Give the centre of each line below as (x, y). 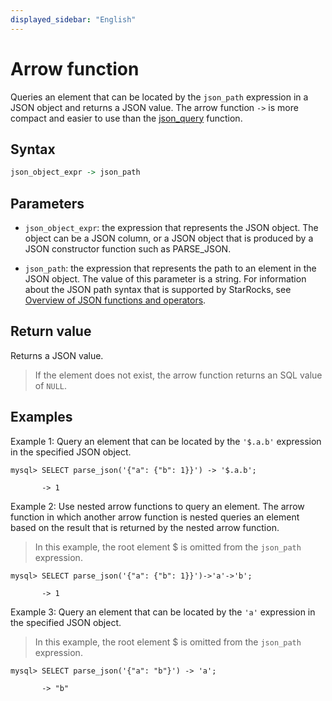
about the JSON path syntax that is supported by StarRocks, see (158, 290)
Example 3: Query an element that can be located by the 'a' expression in (163, 612)
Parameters (47, 203)
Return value (51, 331)
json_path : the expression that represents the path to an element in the (170, 268)
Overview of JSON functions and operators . (115, 300)
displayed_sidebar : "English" (73, 19)
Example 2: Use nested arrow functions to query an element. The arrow (157, 506)
